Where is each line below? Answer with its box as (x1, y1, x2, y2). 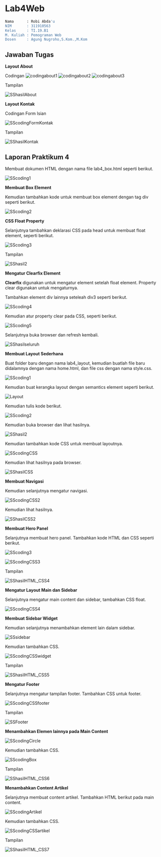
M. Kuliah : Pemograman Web (5, 33, 62, 37)
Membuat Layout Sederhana (5, 350, 64, 356)
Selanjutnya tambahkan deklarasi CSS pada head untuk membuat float (5, 227, 146, 233)
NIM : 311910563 (5, 23, 51, 28)
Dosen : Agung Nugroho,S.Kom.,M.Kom (5, 37, 88, 42)
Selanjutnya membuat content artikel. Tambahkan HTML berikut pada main (5, 794, 154, 800)
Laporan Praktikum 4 (5, 153, 69, 161)
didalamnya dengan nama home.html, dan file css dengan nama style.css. (5, 365, 152, 371)
